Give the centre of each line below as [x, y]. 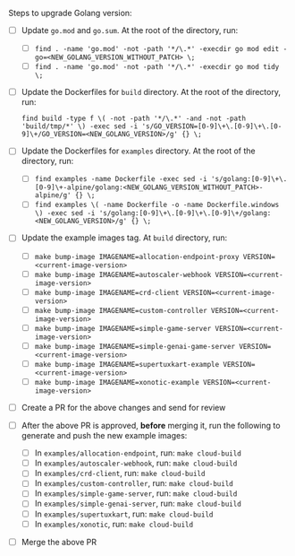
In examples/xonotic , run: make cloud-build [114, 524]
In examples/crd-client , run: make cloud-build [120, 473]
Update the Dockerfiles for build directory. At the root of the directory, [151, 92]
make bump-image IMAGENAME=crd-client [107, 292]
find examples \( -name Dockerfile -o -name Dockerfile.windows [157, 205]
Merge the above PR [59, 542]
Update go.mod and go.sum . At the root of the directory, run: [130, 30]
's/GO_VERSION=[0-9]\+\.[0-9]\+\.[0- [212, 126]
